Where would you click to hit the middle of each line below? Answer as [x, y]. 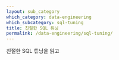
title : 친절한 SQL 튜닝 [32, 28]
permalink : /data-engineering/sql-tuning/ [59, 34]
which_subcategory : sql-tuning [45, 22]
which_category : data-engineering [49, 17]
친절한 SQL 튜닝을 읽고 [33, 51]
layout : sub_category [33, 11]
